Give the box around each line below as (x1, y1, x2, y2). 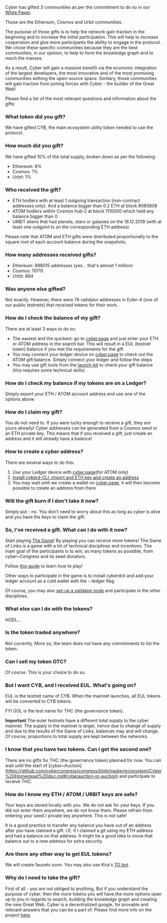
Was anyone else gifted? (5, 285, 66, 292)
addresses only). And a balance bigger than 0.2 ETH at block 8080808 (12, 202, 158, 208)
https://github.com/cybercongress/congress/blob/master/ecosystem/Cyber (6, 768, 162, 774)
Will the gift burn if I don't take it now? (5, 497, 99, 504)
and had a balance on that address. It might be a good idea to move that (5, 833, 153, 839)
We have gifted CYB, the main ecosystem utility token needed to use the (5, 124, 153, 131)
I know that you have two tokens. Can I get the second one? (5, 746, 152, 753)
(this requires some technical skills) (12, 367, 85, 373)
